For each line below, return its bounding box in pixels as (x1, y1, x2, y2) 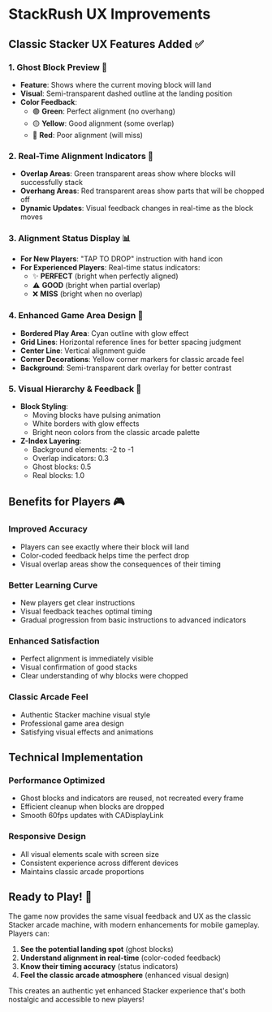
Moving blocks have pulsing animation (32, 411, 161, 420)
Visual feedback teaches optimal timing (19, 606, 153, 617)
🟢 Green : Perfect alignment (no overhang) (32, 106, 176, 116)
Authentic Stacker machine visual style (19, 709, 151, 719)
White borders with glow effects (32, 419, 140, 428)
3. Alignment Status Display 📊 (8, 233, 132, 244)
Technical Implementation (8, 751, 144, 764)
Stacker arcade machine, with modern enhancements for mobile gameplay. (8, 920, 260, 930)
